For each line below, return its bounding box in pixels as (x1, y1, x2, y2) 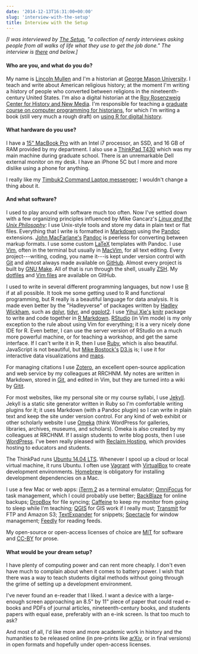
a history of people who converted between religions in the (6, 87, 150, 95)
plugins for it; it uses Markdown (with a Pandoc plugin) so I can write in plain (6, 406, 192, 414)
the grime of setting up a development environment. (6, 580, 133, 588)
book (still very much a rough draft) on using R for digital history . (6, 113, 163, 120)
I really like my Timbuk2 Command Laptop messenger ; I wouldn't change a (6, 175, 188, 183)
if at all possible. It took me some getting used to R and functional (6, 289, 165, 296)
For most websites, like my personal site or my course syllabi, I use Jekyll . (6, 393, 186, 401)
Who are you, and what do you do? (6, 61, 93, 69)
